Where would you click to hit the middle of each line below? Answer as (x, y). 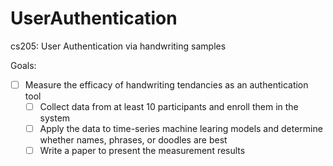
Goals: (23, 65)
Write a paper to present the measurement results (142, 151)
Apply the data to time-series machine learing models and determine (181, 129)
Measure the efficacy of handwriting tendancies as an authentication (166, 84)
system (55, 118)
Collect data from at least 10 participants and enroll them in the (169, 106)
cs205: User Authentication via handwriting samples (118, 46)
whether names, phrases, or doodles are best (133, 140)
